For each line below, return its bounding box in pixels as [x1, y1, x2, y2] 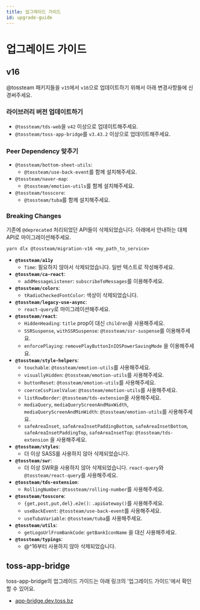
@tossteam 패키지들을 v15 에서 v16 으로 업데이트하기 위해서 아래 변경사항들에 [6, 84, 187, 91]
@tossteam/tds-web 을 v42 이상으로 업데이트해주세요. [14, 122, 139, 130]
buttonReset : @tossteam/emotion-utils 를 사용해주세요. [23, 379, 157, 386]
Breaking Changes [6, 212, 62, 220]
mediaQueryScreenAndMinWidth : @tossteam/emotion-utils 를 [23, 408, 167, 415]
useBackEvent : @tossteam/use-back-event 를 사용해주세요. [23, 507, 161, 514]
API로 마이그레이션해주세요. [6, 234, 72, 241]
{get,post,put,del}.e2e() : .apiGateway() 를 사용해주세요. [23, 500, 164, 507]
